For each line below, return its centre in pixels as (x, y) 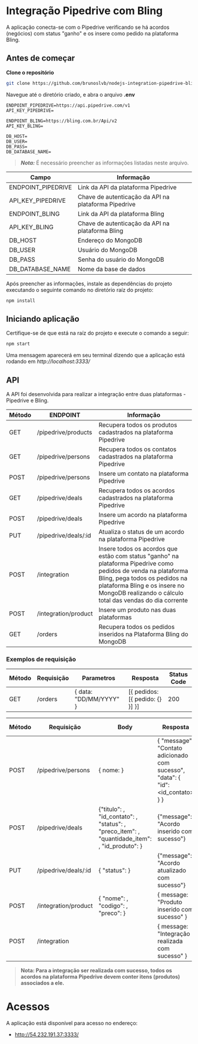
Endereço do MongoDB (110, 240)
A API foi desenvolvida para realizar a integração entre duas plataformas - (96, 394)
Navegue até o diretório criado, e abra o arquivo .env (71, 94)
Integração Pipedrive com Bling (85, 11)
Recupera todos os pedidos (136, 627)
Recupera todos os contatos (137, 449)
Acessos (28, 1007)
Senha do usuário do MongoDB (121, 259)
